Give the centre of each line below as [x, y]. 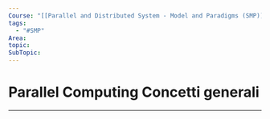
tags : [17, 23]
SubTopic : [25, 53]
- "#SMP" [30, 30]
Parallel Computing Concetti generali [134, 92]
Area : [17, 38]
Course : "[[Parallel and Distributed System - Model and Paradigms [124, 16]
